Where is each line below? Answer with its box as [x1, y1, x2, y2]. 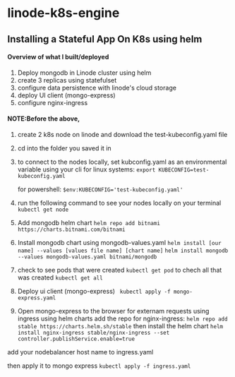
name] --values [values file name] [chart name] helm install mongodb [17, 247, 229, 254]
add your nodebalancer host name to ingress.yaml [7, 347, 154, 356]
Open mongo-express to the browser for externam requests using [17, 306, 210, 315]
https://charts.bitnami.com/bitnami [17, 226, 126, 233]
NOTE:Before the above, [7, 114, 80, 123]
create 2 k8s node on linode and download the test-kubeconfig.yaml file [17, 130, 228, 138]
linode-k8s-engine [7, 5, 120, 21]
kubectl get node [17, 206, 69, 213]
